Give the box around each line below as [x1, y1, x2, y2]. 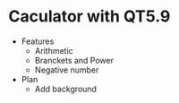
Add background [34, 83, 98, 94]
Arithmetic [34, 45, 73, 56]
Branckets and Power [34, 55, 114, 65]
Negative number [34, 64, 99, 75]
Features [21, 36, 55, 47]
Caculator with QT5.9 [8, 6, 171, 27]
